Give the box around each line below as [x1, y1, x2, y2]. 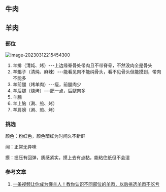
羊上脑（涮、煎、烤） [12, 100, 57, 106]
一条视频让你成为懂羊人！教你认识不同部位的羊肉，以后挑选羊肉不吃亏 [12, 181, 160, 187]
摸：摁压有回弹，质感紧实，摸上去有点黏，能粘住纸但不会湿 [5, 155, 130, 161]
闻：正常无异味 [5, 144, 37, 150]
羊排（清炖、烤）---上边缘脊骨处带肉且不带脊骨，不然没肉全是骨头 [12, 62, 153, 68]
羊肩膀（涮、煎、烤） [12, 107, 57, 113]
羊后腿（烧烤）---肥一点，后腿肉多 [12, 88, 86, 94]
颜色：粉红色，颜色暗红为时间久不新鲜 [5, 133, 85, 139]
